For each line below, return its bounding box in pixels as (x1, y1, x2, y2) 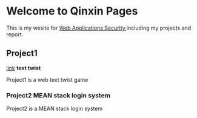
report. (6, 30, 24, 38)
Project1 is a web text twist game (6, 76, 88, 83)
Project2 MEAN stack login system (6, 91, 111, 99)
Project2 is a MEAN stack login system (6, 105, 103, 113)
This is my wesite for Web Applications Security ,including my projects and (6, 24, 192, 31)
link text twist (6, 64, 41, 71)
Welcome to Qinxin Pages (6, 4, 138, 18)
